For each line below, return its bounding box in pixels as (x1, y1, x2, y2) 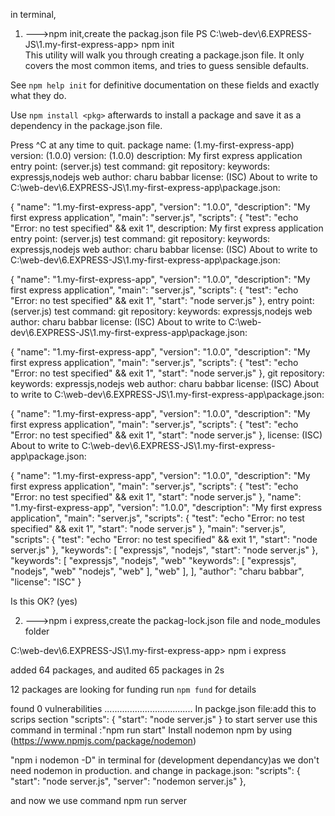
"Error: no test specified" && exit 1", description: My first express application (10, 222, 324, 234)
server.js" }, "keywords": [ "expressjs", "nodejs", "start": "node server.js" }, (10, 544, 319, 556)
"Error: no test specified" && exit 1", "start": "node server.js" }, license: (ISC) (10, 429, 323, 441)
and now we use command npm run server (10, 795, 187, 806)
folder (24, 625, 50, 637)
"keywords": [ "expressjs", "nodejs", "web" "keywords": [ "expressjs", (10, 555, 297, 566)
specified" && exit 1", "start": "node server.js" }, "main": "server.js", (10, 523, 286, 534)
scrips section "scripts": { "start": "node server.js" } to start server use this (10, 714, 318, 725)
